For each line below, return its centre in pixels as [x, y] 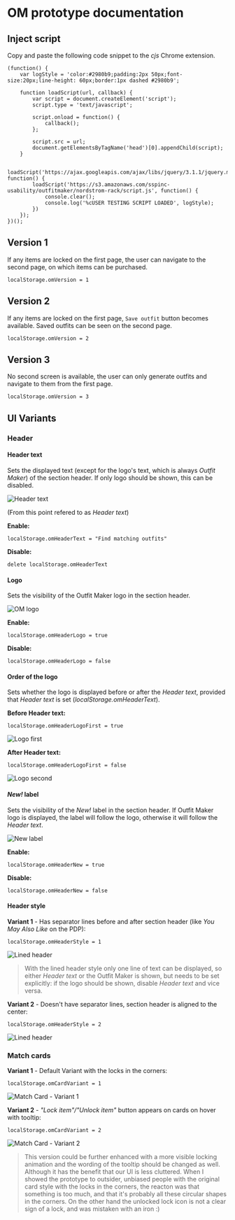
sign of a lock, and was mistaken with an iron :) [92, 1209]
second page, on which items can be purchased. [78, 267]
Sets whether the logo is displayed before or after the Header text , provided [116, 692]
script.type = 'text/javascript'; [83, 105]
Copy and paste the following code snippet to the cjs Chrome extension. [111, 55]
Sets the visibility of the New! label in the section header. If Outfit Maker [111, 810]
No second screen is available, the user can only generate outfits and [107, 376]
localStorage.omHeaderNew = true [56, 865]
